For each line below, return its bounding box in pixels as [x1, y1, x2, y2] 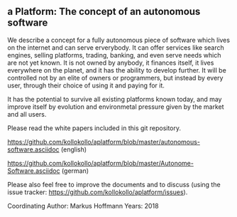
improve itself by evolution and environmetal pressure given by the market [7, 102, 224, 111]
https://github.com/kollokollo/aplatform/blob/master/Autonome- [7, 159, 194, 167]
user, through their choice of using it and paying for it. [7, 81, 165, 90]
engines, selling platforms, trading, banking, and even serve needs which [7, 51, 221, 59]
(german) [61, 166, 89, 175]
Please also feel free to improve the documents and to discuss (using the [7, 180, 221, 189]
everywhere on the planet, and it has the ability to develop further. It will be [7, 65, 227, 74]
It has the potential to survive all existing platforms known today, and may [7, 95, 222, 103]
